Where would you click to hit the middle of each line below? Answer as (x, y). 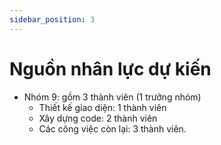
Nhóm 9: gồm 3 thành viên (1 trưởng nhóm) (112, 97)
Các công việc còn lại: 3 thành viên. (112, 128)
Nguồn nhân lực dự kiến (110, 68)
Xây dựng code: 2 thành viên (98, 118)
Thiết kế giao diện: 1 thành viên (102, 107)
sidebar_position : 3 (52, 19)
